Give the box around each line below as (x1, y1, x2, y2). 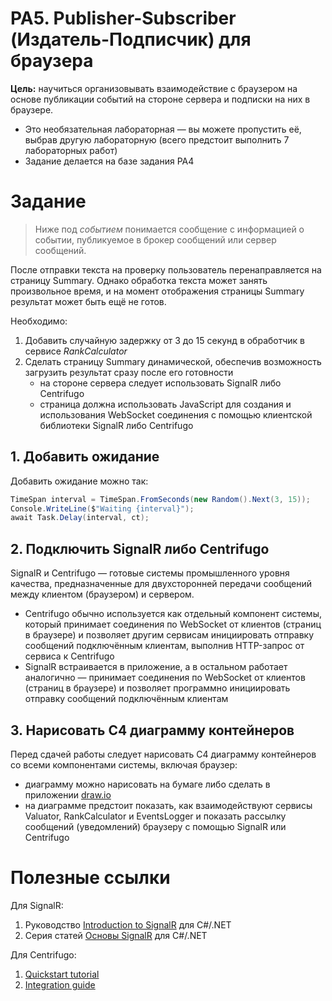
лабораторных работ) (24, 144, 118, 156)
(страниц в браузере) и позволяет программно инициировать (24, 682, 291, 694)
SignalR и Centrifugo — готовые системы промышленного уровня (10, 567, 290, 579)
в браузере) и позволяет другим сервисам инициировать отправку (24, 629, 315, 641)
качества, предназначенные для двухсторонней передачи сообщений (10, 578, 312, 590)
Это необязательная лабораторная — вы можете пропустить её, (24, 123, 302, 135)
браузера (10, 50, 94, 72)
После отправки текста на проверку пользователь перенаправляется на (10, 263, 322, 276)
